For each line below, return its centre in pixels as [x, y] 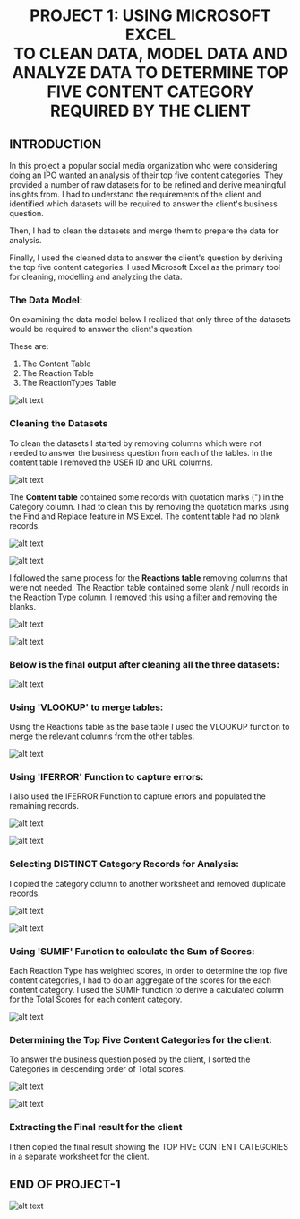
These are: [29, 346]
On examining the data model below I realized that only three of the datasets [150, 320]
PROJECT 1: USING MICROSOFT [150, 16]
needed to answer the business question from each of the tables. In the [141, 452]
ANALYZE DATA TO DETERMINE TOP [150, 73]
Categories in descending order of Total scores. [98, 1069]
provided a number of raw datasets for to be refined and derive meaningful [148, 184]
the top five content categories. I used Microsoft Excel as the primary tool [145, 267]
